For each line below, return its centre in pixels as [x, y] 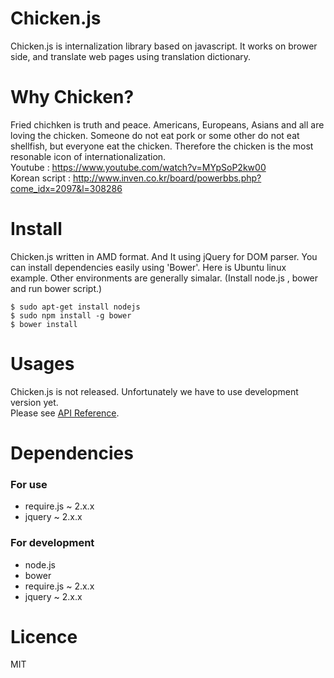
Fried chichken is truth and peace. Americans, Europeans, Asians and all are [167, 124]
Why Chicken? [72, 97]
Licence [44, 636]
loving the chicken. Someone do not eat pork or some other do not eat [155, 135]
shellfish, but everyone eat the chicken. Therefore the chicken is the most [162, 146]
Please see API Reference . [65, 413]
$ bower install [44, 324]
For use [29, 484]
